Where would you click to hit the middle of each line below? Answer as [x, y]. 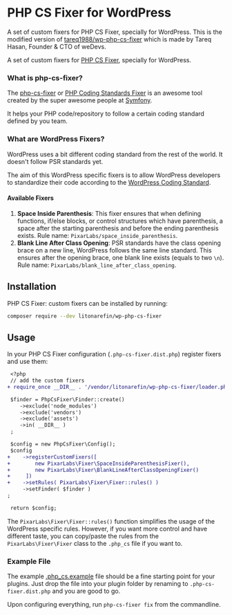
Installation [32, 287]
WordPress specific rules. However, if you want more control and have [107, 529]
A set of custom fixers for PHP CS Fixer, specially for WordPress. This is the [115, 32]
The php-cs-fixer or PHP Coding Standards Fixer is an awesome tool [105, 93]
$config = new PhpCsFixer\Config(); [63, 444]
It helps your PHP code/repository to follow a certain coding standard [106, 114]
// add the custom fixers [47, 381]
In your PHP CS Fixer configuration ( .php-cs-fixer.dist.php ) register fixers [114, 354]
